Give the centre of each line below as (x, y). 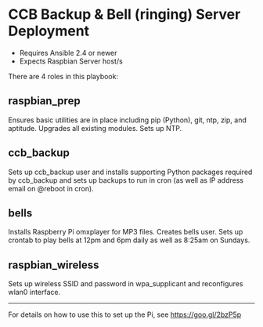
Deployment (49, 31)
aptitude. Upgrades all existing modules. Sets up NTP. (95, 128)
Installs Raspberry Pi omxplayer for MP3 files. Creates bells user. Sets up (126, 232)
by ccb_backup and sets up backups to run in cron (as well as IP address (126, 180)
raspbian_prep (44, 101)
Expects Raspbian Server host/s (71, 61)
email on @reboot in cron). (51, 188)
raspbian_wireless (54, 265)
